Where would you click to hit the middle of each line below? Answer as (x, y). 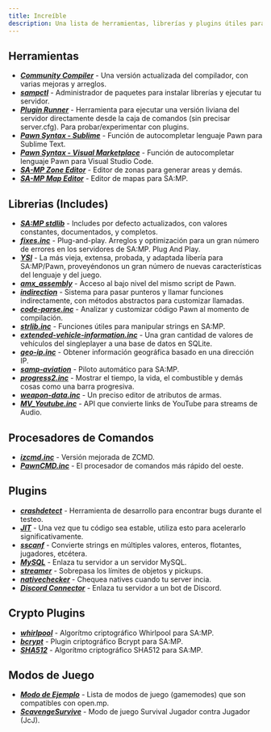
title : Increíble (38, 16)
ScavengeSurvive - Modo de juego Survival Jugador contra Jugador (135, 712)
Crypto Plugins (47, 614)
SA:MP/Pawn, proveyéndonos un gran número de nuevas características (141, 267)
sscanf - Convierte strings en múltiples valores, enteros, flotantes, (131, 545)
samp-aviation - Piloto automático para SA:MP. (100, 369)
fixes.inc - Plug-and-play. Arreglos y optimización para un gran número (140, 241)
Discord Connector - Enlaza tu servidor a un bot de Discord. (121, 587)
